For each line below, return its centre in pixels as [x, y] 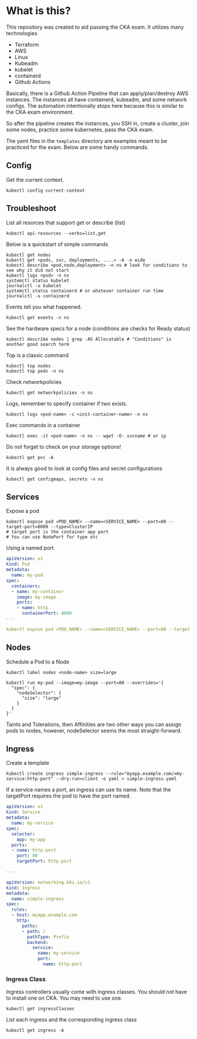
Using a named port [30, 548]
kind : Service [23, 812]
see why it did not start [38, 270]
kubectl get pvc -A [30, 457]
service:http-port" [30, 779]
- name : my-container [38, 591]
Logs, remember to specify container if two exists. [67, 403]
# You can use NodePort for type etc [52, 537]
